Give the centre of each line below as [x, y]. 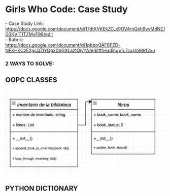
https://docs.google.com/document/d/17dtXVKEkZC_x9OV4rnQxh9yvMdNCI [85, 28]
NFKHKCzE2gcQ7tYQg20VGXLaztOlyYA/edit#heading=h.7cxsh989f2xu [80, 50]
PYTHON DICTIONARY [42, 189]
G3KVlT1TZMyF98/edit [29, 34]
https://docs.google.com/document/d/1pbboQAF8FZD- [63, 45]
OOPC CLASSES [31, 80]
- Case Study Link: [25, 23]
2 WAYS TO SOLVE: [30, 63]
